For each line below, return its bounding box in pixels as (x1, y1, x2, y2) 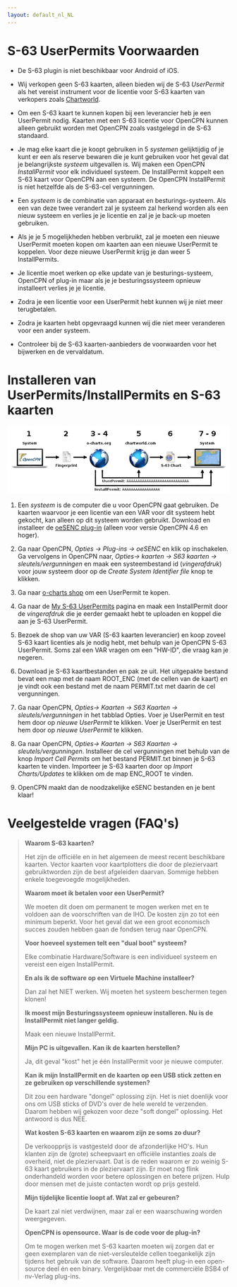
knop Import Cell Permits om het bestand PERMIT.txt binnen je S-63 (17, 754, 216, 763)
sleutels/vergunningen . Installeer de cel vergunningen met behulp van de (17, 747, 230, 755)
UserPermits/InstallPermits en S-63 (7, 387, 221, 403)
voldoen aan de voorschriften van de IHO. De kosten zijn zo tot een (24, 909, 220, 919)
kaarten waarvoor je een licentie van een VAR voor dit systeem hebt (17, 508, 215, 516)
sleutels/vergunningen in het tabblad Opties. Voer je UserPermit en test (17, 711, 224, 719)
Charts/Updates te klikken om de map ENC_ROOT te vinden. (17, 769, 194, 778)
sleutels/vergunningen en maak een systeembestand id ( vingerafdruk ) (17, 559, 222, 568)
